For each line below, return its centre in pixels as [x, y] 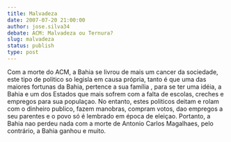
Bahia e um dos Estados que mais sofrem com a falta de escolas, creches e [115, 94]
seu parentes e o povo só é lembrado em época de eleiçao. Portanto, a [109, 116]
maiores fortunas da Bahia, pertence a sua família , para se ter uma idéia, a [114, 87]
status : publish [31, 46]
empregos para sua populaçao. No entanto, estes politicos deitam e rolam [113, 101]
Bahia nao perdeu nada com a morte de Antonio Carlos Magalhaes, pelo [110, 123]
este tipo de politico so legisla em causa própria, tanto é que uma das [107, 79]
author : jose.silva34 [39, 26]
